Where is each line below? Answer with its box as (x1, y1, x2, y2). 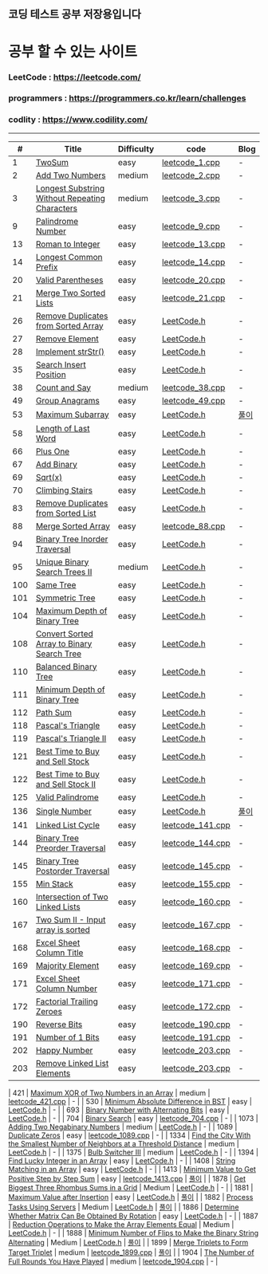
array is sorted (35, 924, 90, 935)
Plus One (35, 446, 70, 457)
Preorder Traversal (35, 842, 106, 853)
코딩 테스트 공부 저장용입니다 (8, 7, 142, 22)
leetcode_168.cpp (162, 942, 231, 953)
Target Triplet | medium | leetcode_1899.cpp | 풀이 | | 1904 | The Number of (8, 1247, 254, 1257)
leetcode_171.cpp (162, 977, 231, 989)
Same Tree (35, 579, 77, 590)
